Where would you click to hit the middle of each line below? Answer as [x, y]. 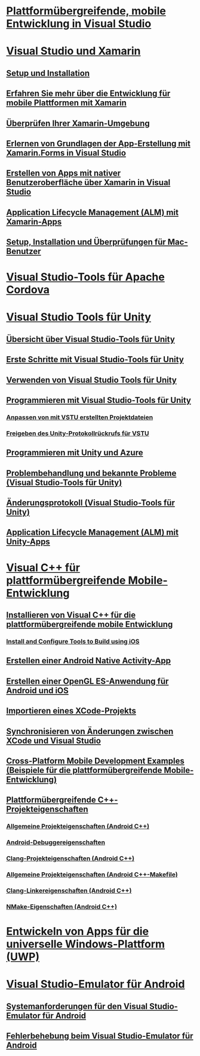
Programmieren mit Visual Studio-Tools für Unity [99, 400]
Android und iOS [37, 691]
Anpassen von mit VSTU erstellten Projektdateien [80, 417]
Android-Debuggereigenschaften [56, 842]
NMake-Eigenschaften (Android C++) [62, 906]
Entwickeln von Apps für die [78, 931]
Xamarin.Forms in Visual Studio [66, 153]
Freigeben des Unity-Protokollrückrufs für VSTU [78, 433]
